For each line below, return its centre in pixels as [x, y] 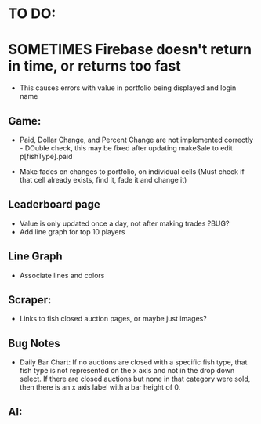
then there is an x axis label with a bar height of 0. [100, 387]
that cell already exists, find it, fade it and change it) [103, 179]
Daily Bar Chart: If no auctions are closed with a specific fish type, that [133, 362]
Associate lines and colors [62, 275]
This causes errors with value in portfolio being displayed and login [128, 88]
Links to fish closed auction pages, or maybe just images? [113, 319]
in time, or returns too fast [95, 66]
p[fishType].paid [46, 156]
